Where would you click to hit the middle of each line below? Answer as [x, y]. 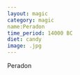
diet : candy [24, 40]
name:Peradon [26, 26]
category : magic [31, 20]
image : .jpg [24, 46]
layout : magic [28, 14]
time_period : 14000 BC [40, 33]
